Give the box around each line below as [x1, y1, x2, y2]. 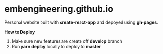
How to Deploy [4, 29, 35, 35]
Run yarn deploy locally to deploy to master [11, 43, 101, 49]
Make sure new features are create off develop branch [11, 38, 122, 44]
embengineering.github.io [4, 3, 113, 15]
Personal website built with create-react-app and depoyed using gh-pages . [4, 19, 158, 25]
